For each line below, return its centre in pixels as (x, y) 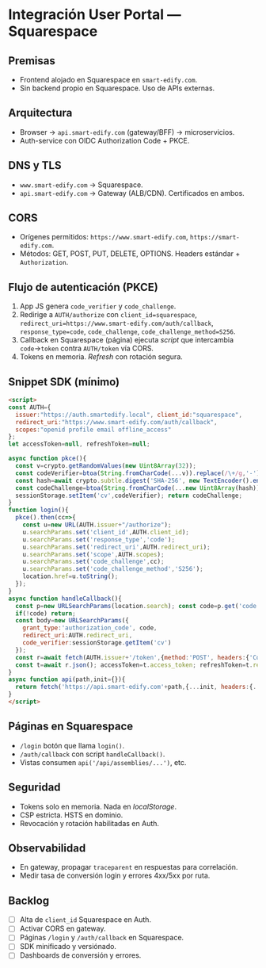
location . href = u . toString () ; (70, 576)
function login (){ (38, 510)
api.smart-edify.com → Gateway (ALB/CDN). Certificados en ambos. (132, 193)
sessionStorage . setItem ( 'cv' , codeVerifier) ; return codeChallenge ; (129, 495)
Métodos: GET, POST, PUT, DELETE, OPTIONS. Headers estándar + (130, 254)
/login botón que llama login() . (72, 745)
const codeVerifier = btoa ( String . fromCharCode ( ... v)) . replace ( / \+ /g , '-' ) (138, 473)
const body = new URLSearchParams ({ (72, 621)
